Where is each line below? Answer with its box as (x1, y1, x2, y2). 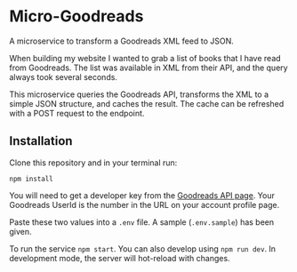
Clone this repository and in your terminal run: (9, 157, 178, 168)
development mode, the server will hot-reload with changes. (9, 252, 230, 263)
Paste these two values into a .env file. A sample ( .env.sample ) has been (9, 216, 275, 228)
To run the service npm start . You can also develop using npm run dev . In (9, 243, 277, 254)
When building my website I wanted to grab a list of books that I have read (9, 52, 282, 63)
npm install (9, 174, 53, 183)
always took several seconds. (9, 71, 118, 82)
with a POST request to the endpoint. (9, 108, 145, 118)
